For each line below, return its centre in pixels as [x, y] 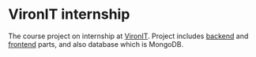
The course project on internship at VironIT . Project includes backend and [128, 36]
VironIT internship [69, 14]
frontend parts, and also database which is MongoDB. [96, 44]
